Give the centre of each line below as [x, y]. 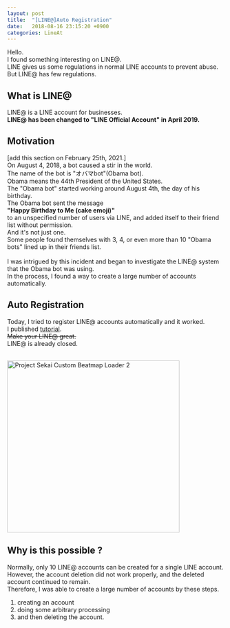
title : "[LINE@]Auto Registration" [60, 20]
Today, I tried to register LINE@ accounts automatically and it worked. [106, 321]
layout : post [26, 13]
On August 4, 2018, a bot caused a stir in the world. [80, 165]
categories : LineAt [35, 33]
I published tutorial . [34, 329]
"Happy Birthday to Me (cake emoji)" [61, 210]
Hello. [15, 52]
